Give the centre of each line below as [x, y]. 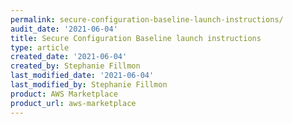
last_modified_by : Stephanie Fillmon [89, 85]
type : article [40, 47]
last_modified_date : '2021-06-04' [82, 76]
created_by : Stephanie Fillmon [75, 66]
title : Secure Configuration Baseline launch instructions [136, 38]
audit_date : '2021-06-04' [64, 29]
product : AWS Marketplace [64, 94]
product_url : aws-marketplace [73, 103]
